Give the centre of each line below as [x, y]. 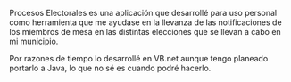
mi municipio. [34, 41]
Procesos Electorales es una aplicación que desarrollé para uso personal [143, 13]
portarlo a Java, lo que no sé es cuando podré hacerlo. [110, 68]
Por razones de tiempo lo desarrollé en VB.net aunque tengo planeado [139, 58]
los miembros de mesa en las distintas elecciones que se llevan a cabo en [145, 32]
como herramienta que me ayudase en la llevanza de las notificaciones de [146, 22]
